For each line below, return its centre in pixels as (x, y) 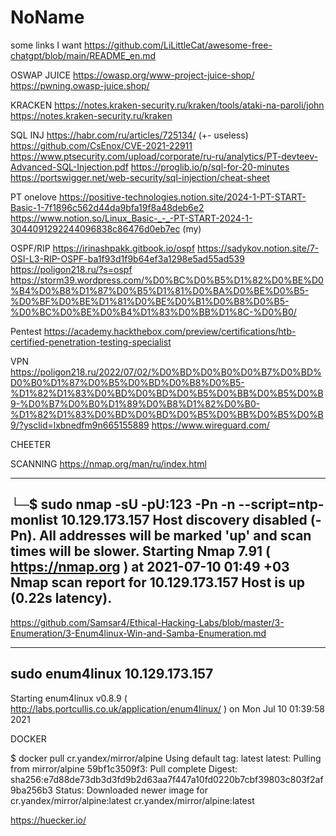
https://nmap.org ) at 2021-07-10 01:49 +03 (150, 567)
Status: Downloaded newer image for (131, 790)
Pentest (26, 331)
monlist (34, 520)
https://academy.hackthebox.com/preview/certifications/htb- (170, 331)
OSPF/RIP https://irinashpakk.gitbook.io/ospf (103, 248)
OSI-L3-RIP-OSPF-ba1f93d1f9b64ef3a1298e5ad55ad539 (127, 258)
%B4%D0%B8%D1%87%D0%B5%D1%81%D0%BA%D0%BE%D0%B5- (160, 290)
